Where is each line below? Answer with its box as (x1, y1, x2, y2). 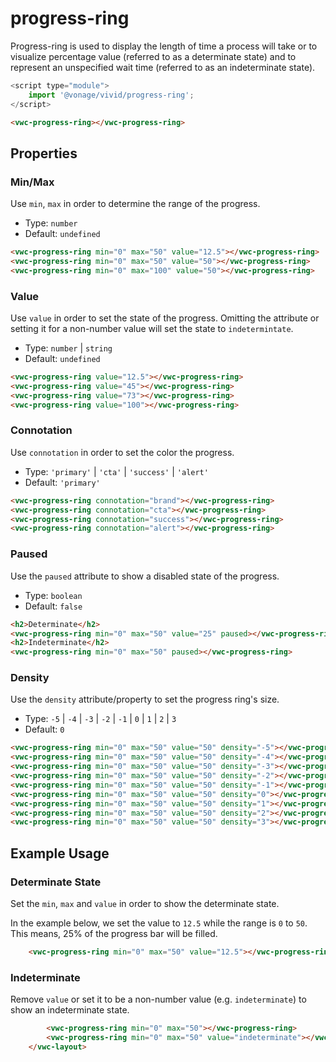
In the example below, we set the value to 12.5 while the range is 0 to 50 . (10, 917, 308, 929)
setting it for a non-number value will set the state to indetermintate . (10, 323, 294, 335)
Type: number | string (24, 342, 113, 354)
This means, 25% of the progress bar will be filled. (10, 928, 218, 939)
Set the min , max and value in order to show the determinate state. (10, 898, 280, 909)
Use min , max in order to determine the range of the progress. (10, 198, 261, 210)
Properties (10, 145, 78, 162)
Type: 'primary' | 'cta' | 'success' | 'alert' (24, 465, 209, 477)
